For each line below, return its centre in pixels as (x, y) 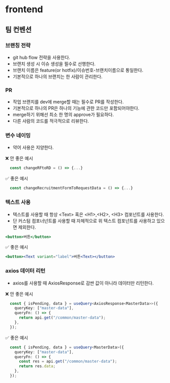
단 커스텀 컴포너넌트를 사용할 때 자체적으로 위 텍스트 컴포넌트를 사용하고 (84, 221)
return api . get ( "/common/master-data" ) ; (62, 318)
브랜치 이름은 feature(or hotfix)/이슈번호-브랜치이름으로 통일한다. (78, 70)
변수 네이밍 (18, 135)
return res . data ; (37, 366)
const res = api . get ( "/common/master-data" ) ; (68, 362)
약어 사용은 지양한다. (33, 148)
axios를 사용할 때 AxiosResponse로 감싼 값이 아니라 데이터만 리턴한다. (83, 283)
